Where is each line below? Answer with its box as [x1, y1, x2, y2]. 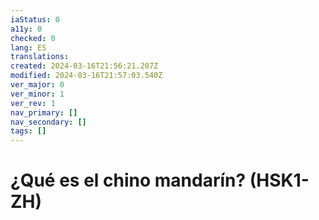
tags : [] [10, 126, 47, 136]
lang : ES [10, 42, 47, 53]
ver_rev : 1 [10, 98, 56, 108]
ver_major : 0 [10, 80, 65, 90]
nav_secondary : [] [10, 117, 87, 127]
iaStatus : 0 [10, 14, 60, 25]
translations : [10, 52, 70, 62]
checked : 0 [10, 33, 56, 43]
